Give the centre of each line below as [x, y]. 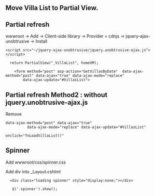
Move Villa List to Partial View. [52, 8]
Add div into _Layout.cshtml [33, 171]
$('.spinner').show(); [35, 189]
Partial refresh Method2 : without [56, 95]
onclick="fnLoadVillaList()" [35, 136]
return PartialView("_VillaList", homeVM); [54, 63]
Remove [14, 114]
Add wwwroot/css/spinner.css [36, 162]
